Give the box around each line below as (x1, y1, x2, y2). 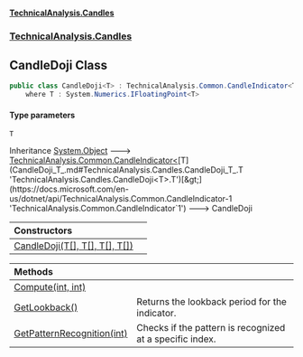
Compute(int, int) (14, 281, 87, 294)
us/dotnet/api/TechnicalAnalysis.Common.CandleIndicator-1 (9, 193, 233, 204)
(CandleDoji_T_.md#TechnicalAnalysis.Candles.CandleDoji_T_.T (9, 164, 243, 175)
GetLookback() (14, 301, 78, 314)
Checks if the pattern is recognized (136, 322, 286, 334)
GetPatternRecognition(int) (14, 327, 128, 340)
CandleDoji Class (9, 57, 108, 72)
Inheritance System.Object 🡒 (9, 146, 132, 156)
